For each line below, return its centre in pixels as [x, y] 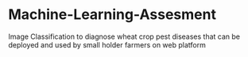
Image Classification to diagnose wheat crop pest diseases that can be [124, 36]
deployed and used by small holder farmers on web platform [107, 44]
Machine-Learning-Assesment [112, 15]
